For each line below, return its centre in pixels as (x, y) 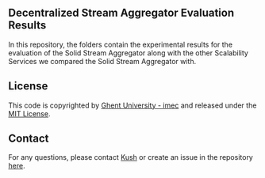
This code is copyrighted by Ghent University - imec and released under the (132, 105)
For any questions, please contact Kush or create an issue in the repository (131, 157)
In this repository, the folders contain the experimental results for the (120, 44)
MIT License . (29, 113)
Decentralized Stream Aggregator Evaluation (121, 13)
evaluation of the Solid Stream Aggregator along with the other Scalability (128, 53)
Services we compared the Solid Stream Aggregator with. (102, 61)
